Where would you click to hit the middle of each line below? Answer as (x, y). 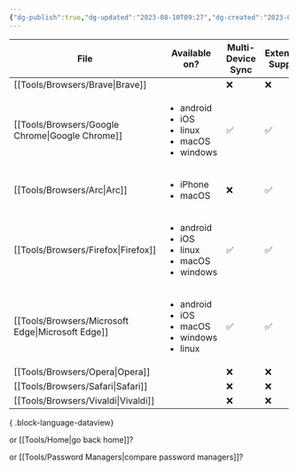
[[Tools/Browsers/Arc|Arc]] (71, 190)
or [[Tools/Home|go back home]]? (71, 439)
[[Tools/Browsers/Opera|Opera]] (82, 372)
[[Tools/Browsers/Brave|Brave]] (80, 84)
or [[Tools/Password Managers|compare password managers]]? (126, 457)
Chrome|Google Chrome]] (68, 136)
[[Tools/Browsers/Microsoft (71, 320)
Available (191, 52)
